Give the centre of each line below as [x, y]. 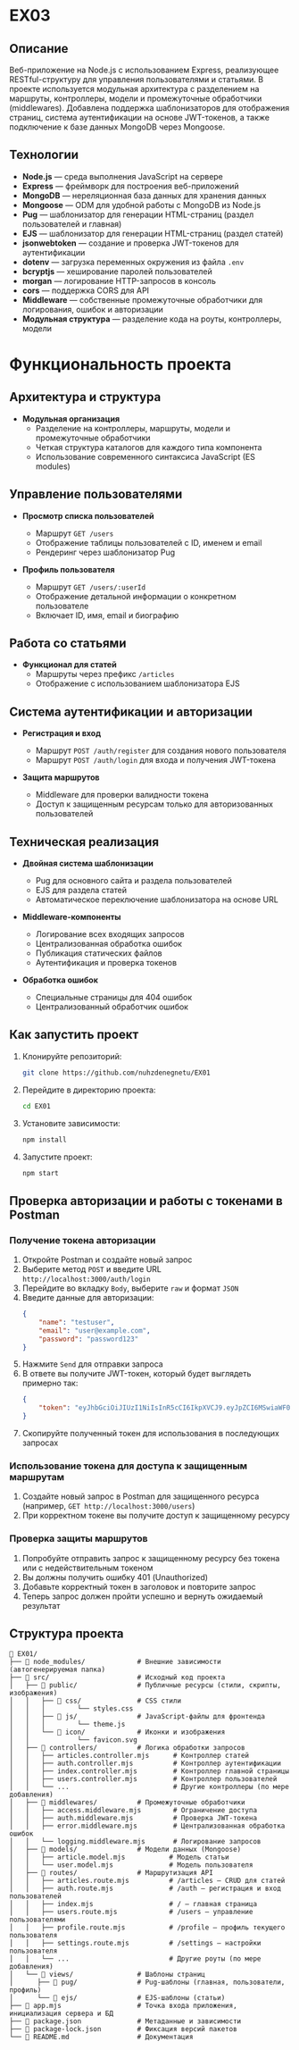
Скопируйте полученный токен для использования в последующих [150, 1434]
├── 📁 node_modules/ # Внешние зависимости [115, 1662]
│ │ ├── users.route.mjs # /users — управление [131, 1912]
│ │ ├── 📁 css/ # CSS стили [95, 1701]
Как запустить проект [74, 1035]
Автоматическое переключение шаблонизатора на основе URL [157, 899]
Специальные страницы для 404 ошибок [114, 998]
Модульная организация [71, 418]
